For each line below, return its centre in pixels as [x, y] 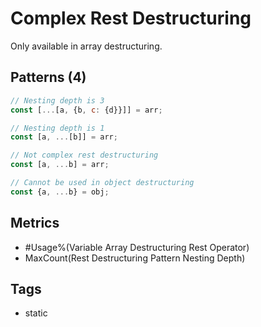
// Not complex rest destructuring [84, 155]
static [36, 313]
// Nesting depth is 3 [57, 100]
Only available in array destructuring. [86, 46]
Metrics [35, 223]
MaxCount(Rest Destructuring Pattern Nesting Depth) [135, 258]
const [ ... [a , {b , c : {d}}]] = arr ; [86, 110]
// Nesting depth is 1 [57, 128]
